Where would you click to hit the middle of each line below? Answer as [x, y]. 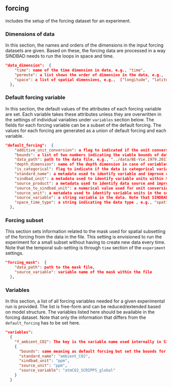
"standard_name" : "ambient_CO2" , [55, 356]
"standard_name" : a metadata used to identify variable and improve [89, 174]
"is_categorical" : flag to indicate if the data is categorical [84, 169]
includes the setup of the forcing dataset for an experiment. [68, 20]
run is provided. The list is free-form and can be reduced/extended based [83, 307]
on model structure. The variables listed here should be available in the [80, 312]
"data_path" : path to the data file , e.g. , [62, 160]
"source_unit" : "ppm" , [43, 365]
